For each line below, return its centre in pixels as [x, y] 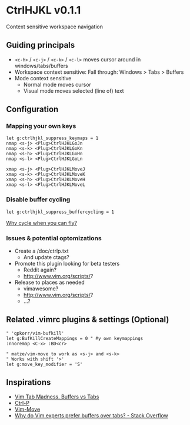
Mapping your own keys [41, 126]
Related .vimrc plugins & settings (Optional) [88, 320]
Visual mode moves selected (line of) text [74, 91]
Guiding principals [41, 45]
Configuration [32, 109]
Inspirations [29, 382]
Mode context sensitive [43, 78]
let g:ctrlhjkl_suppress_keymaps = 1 [52, 138]
